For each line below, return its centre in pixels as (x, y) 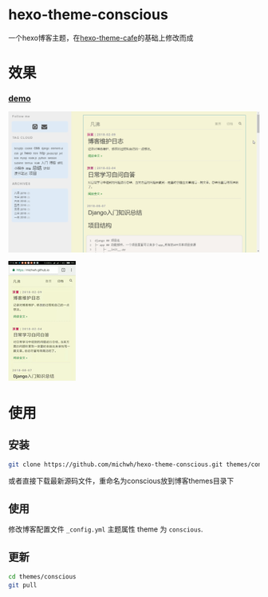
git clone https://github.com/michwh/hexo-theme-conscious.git (116, 465)
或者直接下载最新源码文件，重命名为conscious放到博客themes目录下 (121, 481)
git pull (23, 585)
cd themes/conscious (43, 576)
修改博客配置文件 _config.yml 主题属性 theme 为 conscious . (106, 529)
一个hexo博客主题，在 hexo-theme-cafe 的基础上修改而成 (101, 38)
